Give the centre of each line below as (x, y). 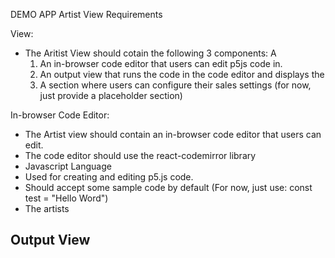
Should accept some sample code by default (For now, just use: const (168, 187)
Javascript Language (68, 166)
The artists (47, 208)
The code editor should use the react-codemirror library (140, 155)
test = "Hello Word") (66, 198)
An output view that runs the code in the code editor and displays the (182, 74)
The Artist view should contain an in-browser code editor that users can (173, 134)
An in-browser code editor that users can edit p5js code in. (161, 63)
